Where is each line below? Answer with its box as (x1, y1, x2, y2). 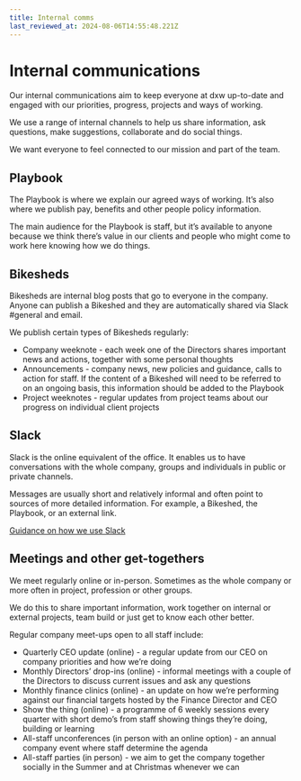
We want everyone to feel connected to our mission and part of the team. (9, 144, 280, 155)
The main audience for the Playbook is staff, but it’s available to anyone (9, 222, 273, 232)
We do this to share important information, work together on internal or (9, 602, 271, 613)
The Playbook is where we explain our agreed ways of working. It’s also (9, 195, 274, 205)
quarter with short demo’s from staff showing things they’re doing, (22, 713, 268, 724)
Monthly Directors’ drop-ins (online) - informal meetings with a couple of (22, 666, 292, 677)
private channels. (9, 470, 74, 482)
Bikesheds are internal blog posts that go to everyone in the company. (9, 290, 269, 302)
